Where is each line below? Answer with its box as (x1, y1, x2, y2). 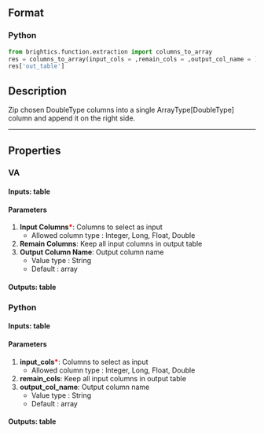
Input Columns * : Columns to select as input (19, 222, 163, 232)
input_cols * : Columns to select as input (19, 357, 148, 366)
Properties (8, 143, 61, 157)
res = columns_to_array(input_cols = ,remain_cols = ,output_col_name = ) (8, 55, 258, 63)
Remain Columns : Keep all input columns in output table (19, 239, 203, 249)
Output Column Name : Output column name (19, 247, 164, 257)
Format (8, 6, 45, 20)
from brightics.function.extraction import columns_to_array (8, 47, 213, 56)
